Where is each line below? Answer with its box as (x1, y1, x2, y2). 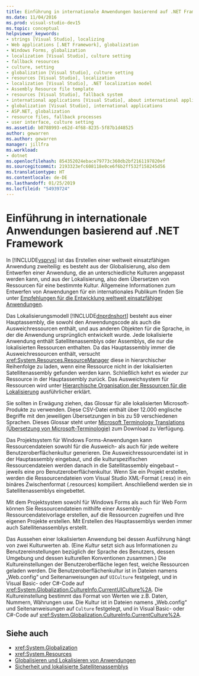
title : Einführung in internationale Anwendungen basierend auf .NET (6, 8, 182, 15)
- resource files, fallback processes (6, 114, 102, 120)
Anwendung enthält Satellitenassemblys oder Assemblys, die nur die (6, 337, 174, 345)
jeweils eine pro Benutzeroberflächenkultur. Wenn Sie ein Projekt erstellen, (6, 468, 188, 475)
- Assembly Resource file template (6, 86, 94, 92)
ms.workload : (6, 147, 38, 153)
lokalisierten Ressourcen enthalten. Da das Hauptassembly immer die (6, 343, 176, 351)
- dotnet (6, 152, 28, 158)
